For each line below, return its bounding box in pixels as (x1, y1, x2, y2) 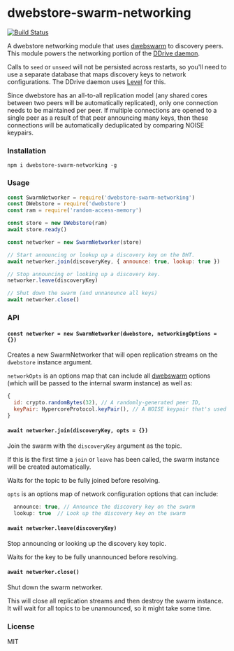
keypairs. (7, 128, 34, 137)
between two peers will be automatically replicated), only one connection (7, 98, 219, 107)
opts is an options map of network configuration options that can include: (7, 489, 219, 498)
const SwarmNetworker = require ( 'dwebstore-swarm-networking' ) (7, 194, 196, 201)
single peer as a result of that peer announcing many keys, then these (7, 114, 208, 122)
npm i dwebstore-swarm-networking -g (7, 162, 117, 169)
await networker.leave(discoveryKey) (7, 525, 117, 532)
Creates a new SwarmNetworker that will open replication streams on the (7, 350, 218, 359)
